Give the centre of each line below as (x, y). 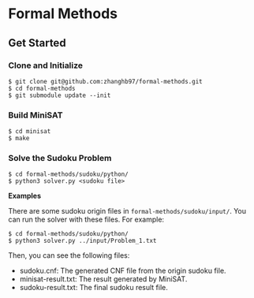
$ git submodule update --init (60, 95)
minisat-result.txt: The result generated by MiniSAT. (103, 279)
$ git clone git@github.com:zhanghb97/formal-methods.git (105, 81)
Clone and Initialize (46, 65)
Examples (25, 196)
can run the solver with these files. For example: (86, 220)
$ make (19, 139)
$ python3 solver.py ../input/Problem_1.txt (82, 241)
